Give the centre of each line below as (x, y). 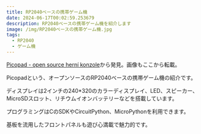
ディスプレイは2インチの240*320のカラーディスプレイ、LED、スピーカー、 (102, 90)
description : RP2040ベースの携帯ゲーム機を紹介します (69, 23)
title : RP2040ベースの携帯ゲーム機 (47, 12)
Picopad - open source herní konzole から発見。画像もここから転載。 (93, 65)
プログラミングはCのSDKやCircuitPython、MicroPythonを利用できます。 (98, 111)
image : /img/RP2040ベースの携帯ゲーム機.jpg (59, 29)
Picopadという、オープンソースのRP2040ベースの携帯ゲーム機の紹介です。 (101, 77)
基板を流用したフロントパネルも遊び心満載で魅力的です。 (79, 124)
